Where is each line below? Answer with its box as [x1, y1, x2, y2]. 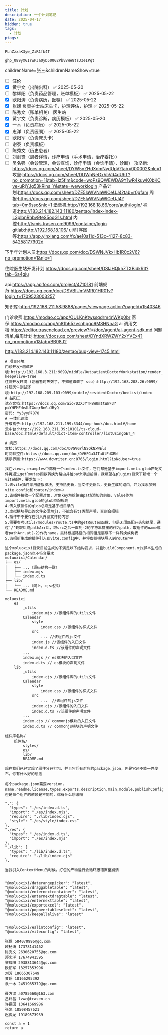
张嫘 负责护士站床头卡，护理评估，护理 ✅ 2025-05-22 [12, 103, 124, 109]
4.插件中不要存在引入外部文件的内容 [5, 514, 69, 520]
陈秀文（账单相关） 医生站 [12, 109, 66, 115]
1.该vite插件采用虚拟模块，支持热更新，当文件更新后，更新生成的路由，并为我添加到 [5, 482, 156, 487]
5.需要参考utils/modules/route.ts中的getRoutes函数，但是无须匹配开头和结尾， [5, 520, 157, 525]
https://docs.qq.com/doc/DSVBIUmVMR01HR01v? [10, 287, 113, 294]
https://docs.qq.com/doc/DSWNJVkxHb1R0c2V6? [37, 249, 140, 255]
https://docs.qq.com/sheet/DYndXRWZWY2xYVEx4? [34, 333, 143, 339]
